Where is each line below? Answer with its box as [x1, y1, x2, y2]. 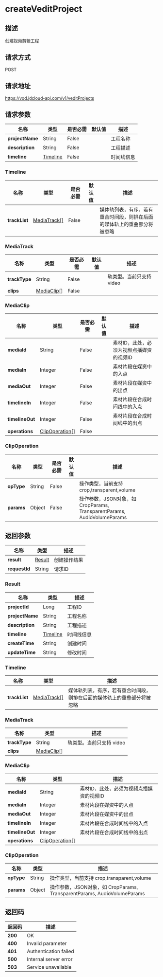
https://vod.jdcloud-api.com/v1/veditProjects [5, 95, 95, 101]
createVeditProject [5, 3, 82, 15]
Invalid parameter [27, 940, 67, 947]
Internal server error [27, 956, 73, 962]
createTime [7, 640, 34, 647]
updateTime [7, 649, 36, 655]
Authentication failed [27, 948, 74, 955]
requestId [7, 565, 31, 572]
